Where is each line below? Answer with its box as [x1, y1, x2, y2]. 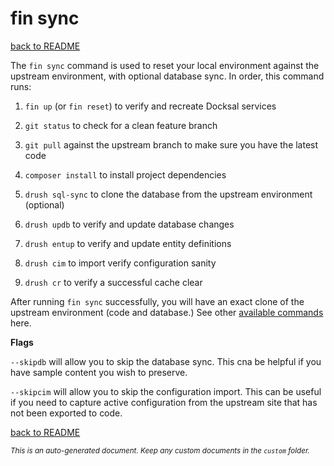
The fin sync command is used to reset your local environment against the [10, 59, 320, 71]
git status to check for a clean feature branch [24, 119, 218, 131]
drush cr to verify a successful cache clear [24, 276, 203, 288]
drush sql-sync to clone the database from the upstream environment [24, 188, 313, 200]
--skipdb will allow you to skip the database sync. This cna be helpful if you [10, 355, 322, 367]
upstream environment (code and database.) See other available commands [10, 306, 324, 318]
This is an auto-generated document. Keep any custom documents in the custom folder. [10, 445, 310, 456]
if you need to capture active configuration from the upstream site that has [10, 396, 318, 408]
